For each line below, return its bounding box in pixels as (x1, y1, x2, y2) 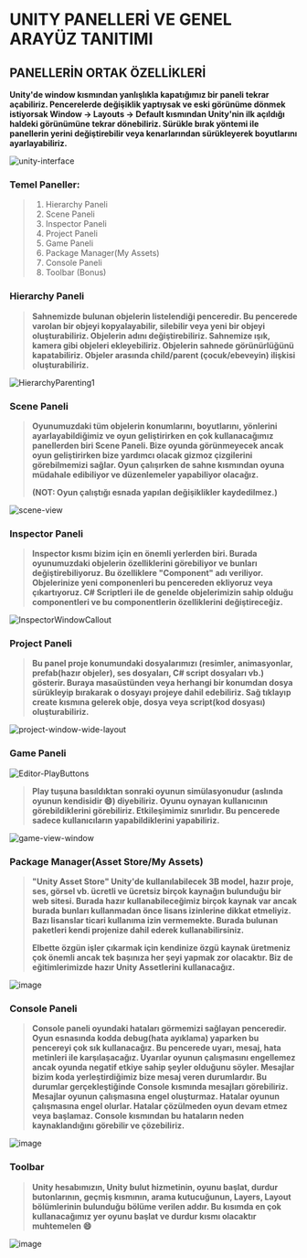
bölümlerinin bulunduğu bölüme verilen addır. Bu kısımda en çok (31, 1200, 281, 1211)
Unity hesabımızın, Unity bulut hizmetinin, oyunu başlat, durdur (31, 1181, 279, 1192)
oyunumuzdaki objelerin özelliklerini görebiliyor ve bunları (31, 558, 258, 569)
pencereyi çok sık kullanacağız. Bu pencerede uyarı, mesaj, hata (31, 1042, 281, 1053)
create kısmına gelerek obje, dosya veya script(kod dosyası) (31, 697, 266, 708)
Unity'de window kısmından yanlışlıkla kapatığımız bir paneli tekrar (9, 90, 270, 100)
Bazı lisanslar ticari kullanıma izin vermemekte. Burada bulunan (31, 915, 279, 926)
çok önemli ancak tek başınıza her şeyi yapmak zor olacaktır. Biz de (31, 952, 294, 964)
